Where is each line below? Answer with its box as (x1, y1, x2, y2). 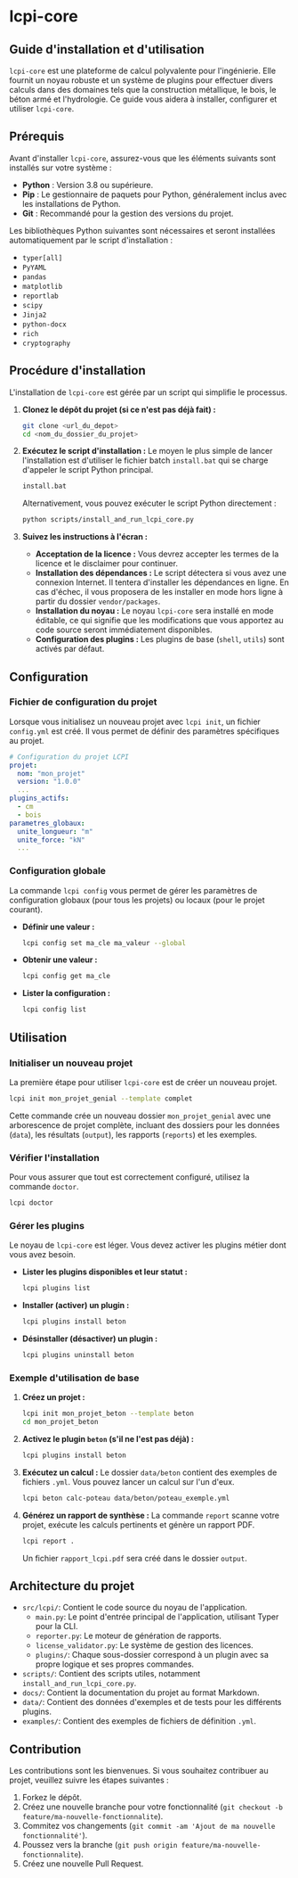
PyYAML (21, 263, 47, 272)
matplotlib (21, 282, 63, 291)
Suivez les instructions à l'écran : (21, 531, 149, 542)
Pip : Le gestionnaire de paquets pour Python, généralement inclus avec (21, 189, 287, 200)
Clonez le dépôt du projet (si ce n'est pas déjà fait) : (21, 404, 216, 415)
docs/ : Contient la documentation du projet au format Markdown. (21, 1687, 260, 1698)
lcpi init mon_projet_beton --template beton (21, 1409, 194, 1419)
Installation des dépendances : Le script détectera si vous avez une (35, 568, 287, 579)
